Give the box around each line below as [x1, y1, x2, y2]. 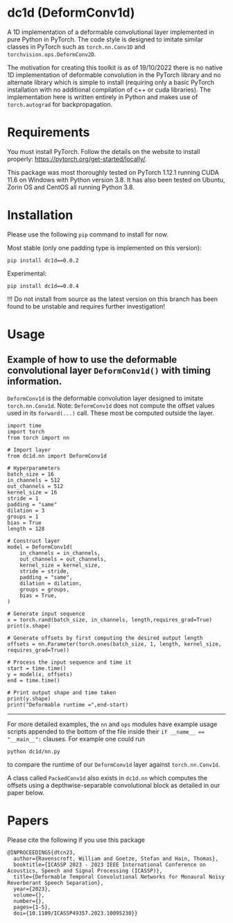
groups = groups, [19, 586, 70, 593]
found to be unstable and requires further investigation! [7, 302, 165, 310]
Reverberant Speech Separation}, [7, 879, 104, 886]
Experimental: [7, 269, 47, 277]
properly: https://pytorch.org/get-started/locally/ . [7, 155, 148, 163]
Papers [7, 813, 49, 828]
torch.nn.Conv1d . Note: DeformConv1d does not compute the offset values [7, 401, 215, 410]
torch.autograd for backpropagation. [7, 100, 113, 108]
